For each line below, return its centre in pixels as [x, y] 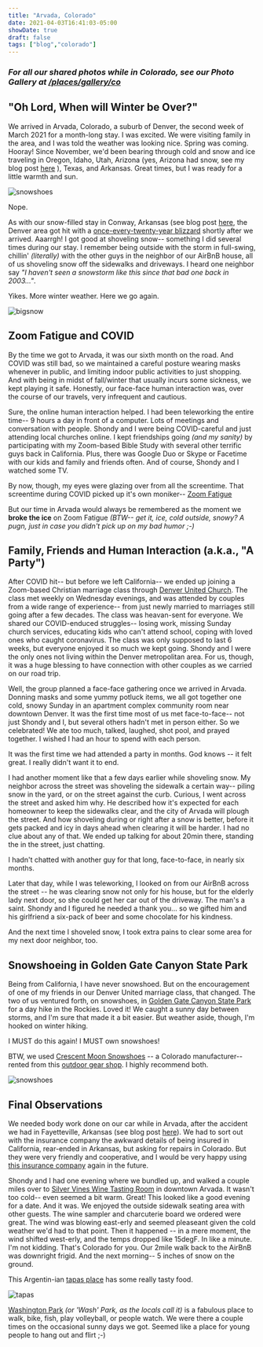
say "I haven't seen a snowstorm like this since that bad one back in [119, 272]
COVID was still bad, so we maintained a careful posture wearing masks [124, 363]
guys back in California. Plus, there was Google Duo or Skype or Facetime [128, 454]
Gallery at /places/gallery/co [65, 82]
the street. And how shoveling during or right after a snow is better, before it [131, 819]
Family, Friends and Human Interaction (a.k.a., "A [131, 551]
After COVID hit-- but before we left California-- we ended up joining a [122, 582]
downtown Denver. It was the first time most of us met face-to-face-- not [126, 714]
